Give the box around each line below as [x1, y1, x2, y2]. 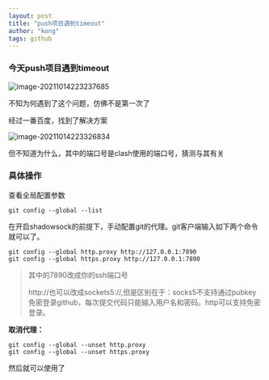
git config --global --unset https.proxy [8, 348, 150, 356]
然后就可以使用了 [8, 363, 65, 373]
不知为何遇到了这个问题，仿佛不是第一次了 [8, 98, 150, 108]
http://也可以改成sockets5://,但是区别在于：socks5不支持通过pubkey [27, 287, 257, 297]
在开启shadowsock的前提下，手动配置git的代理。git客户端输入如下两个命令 [8, 222, 258, 231]
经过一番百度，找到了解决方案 [8, 115, 107, 125]
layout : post [8, 11, 53, 20]
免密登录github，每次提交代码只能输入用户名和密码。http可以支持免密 [27, 297, 261, 307]
